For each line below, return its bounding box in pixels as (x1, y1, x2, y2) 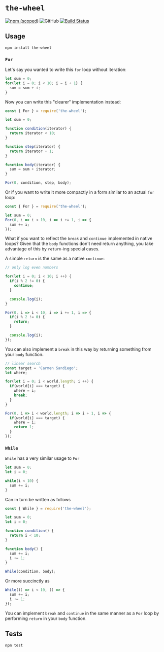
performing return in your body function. (5, 615, 87, 621)
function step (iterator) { (5, 144, 61, 149)
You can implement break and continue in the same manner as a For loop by (5, 610, 159, 616)
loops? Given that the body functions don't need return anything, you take (5, 240, 154, 247)
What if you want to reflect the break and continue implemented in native (5, 236, 153, 241)
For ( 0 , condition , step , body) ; (5, 180, 71, 185)
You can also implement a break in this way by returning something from (5, 346, 152, 352)
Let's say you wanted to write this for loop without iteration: (5, 67, 127, 72)
